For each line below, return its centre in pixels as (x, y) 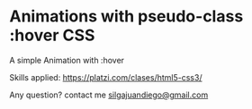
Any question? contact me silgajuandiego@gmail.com (109, 95)
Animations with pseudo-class (126, 17)
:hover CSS (52, 35)
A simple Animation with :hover (67, 60)
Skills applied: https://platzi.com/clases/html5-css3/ (106, 77)
